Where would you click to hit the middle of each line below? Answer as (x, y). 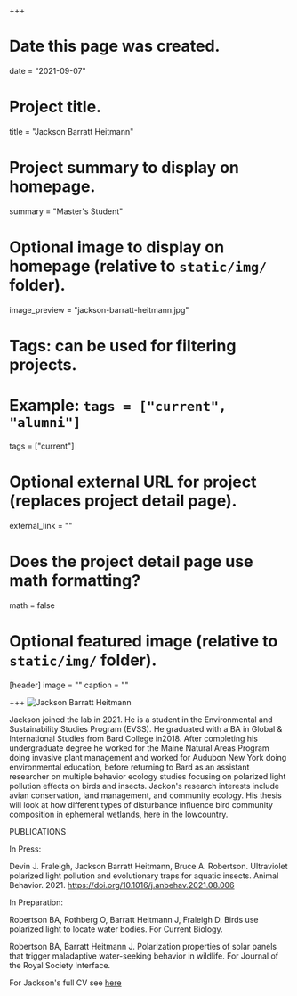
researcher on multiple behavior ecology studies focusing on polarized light (148, 776)
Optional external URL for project (133, 482)
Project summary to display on (124, 168)
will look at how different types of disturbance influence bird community (141, 804)
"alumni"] (45, 423)
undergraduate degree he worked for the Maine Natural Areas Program (139, 748)
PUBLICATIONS (38, 831)
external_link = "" (41, 525)
